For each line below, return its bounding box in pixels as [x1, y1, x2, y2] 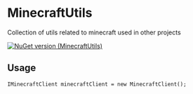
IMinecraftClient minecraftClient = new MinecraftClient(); [7, 81, 187, 88]
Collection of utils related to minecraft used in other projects [7, 28, 181, 36]
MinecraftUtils [7, 5, 93, 21]
